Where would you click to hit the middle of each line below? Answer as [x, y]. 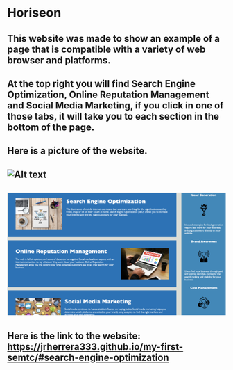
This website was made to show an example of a [114, 39]
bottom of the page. [51, 127]
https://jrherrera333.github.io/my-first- [95, 347]
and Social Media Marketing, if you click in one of [115, 105]
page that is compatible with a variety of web [106, 49]
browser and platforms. [59, 60]
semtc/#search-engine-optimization [88, 357]
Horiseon [34, 13]
